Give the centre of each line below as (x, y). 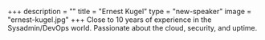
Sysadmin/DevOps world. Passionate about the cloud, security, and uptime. (132, 28)
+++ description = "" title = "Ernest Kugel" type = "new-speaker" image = (130, 11)
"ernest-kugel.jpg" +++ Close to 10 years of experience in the (110, 20)
